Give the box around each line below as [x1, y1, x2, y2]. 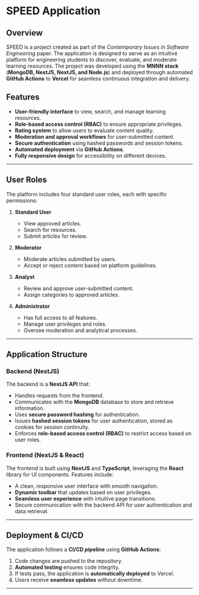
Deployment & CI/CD [6, 530, 84, 540]
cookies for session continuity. [14, 424, 90, 431]
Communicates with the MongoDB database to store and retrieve [14, 399, 174, 406]
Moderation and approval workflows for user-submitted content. [14, 133, 175, 140]
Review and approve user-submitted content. [23, 285, 134, 292]
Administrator [14, 303, 50, 310]
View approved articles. [23, 219, 82, 227]
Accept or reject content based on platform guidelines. [23, 262, 158, 269]
